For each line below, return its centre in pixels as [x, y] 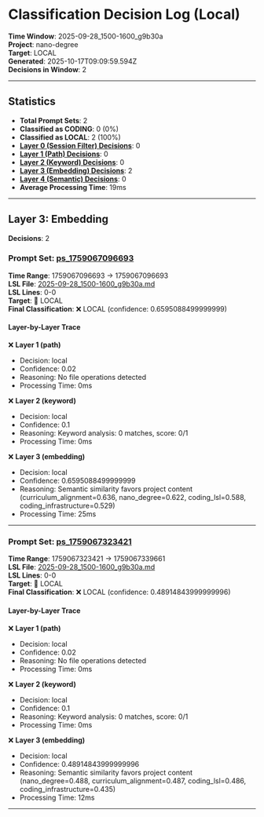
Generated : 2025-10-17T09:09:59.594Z [73, 61]
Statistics [32, 102]
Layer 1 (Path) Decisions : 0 [64, 154]
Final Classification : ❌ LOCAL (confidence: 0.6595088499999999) [118, 308]
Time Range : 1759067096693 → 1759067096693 [88, 275]
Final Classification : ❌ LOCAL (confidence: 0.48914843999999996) [119, 592]
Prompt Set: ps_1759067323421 [70, 542]
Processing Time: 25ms [58, 514]
